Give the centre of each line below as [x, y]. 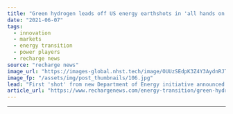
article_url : [26, 91]
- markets [27, 39]
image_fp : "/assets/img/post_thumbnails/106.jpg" [80, 78]
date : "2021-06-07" [35, 20]
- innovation [32, 33]
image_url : [23, 71]
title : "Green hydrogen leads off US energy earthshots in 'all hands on [116, 13]
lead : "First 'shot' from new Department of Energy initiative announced [116, 84]
